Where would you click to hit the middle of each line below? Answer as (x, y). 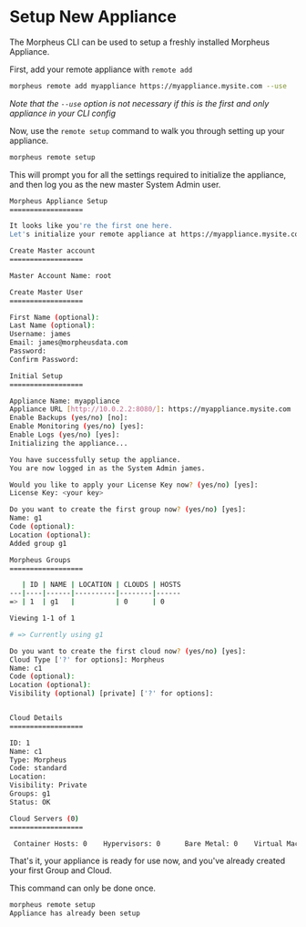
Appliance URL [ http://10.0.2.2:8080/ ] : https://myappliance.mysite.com (150, 409)
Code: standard (38, 768)
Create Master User (46, 292)
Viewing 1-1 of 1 (42, 618)
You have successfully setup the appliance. (95, 459)
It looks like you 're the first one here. (91, 226)
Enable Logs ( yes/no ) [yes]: (65, 435)
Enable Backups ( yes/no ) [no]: (69, 418)
